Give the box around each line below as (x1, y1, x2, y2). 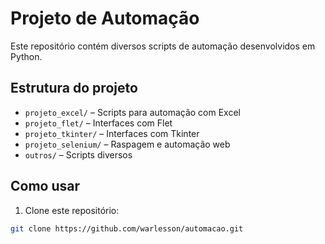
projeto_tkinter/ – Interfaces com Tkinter (24, 127, 200, 139)
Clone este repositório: (24, 204, 120, 216)
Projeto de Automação (10, 7, 200, 30)
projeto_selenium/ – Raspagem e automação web (24, 138, 231, 150)
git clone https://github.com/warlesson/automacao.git (10, 223, 244, 234)
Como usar (10, 178, 81, 195)
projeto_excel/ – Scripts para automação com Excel (24, 106, 241, 118)
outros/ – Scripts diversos (24, 148, 133, 161)
